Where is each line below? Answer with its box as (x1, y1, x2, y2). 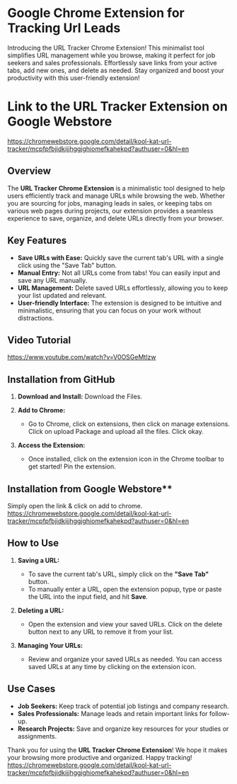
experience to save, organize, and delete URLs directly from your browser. (7, 214, 224, 223)
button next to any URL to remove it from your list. (28, 627, 174, 636)
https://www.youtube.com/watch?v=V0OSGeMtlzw (7, 353, 156, 362)
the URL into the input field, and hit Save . (28, 592, 149, 600)
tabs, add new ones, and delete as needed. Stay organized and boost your (7, 66, 224, 74)
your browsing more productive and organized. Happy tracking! (7, 753, 192, 761)
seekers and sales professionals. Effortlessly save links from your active (7, 58, 217, 67)
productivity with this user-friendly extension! (7, 73, 140, 82)
